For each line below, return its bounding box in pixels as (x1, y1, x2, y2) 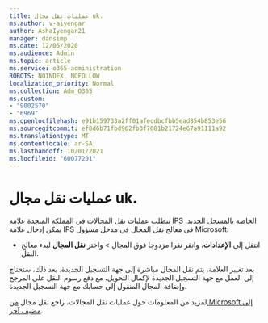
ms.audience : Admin (9, 49, 75, 57)
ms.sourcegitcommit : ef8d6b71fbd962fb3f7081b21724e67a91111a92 (9, 124, 227, 132)
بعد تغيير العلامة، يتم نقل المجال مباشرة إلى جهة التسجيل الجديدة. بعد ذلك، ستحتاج (9, 264, 255, 275)
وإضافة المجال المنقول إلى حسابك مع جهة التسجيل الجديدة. (9, 282, 187, 292)
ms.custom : (9, 94, 46, 103)
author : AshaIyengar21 (9, 27, 86, 35)
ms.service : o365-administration (9, 65, 122, 73)
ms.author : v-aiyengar (9, 19, 86, 27)
